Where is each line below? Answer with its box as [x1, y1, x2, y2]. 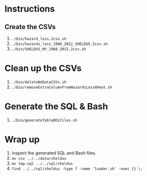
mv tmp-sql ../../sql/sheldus [11, 161, 73, 166]
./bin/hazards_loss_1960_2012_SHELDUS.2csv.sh [11, 42, 108, 47]
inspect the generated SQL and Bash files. [11, 150, 96, 156]
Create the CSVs [4, 23, 56, 31]
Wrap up [4, 134, 40, 145]
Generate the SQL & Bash [4, 101, 108, 112]
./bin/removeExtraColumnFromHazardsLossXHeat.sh [11, 85, 112, 90]
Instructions [4, 3, 55, 15]
